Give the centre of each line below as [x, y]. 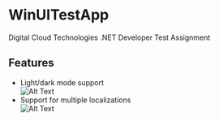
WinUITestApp [59, 15]
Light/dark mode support [62, 82]
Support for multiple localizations [75, 100]
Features [31, 63]
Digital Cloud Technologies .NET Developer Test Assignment [109, 37]
